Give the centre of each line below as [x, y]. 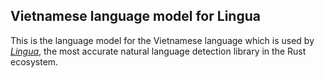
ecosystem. [34, 61]
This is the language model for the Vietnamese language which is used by [162, 40]
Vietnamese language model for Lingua [135, 16]
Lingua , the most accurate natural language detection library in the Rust [158, 51]
